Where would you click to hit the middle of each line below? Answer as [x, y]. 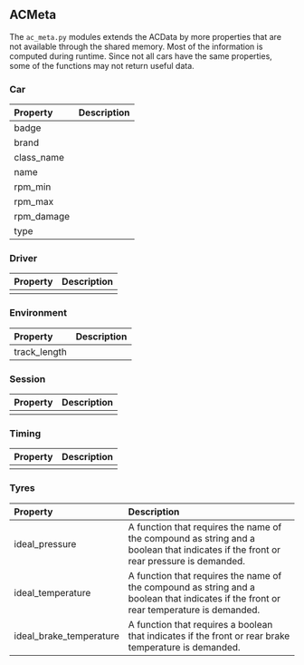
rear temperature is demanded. [194, 610]
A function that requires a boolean [200, 624]
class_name [39, 158]
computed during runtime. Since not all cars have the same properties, [141, 56]
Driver [24, 259]
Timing [25, 433]
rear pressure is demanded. [187, 561]
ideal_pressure [45, 543]
